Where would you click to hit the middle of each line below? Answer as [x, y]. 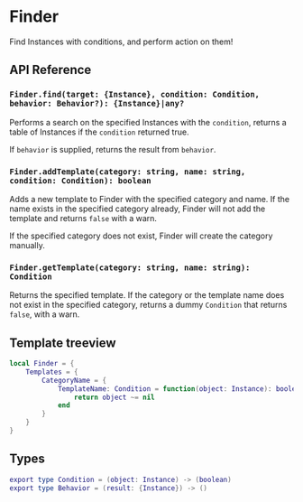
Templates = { [52, 372]
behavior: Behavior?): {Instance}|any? [97, 104]
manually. [27, 245]
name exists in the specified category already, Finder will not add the [138, 209]
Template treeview [63, 343]
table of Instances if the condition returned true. [99, 132]
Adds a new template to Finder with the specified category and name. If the [150, 199]
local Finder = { [42, 364]
